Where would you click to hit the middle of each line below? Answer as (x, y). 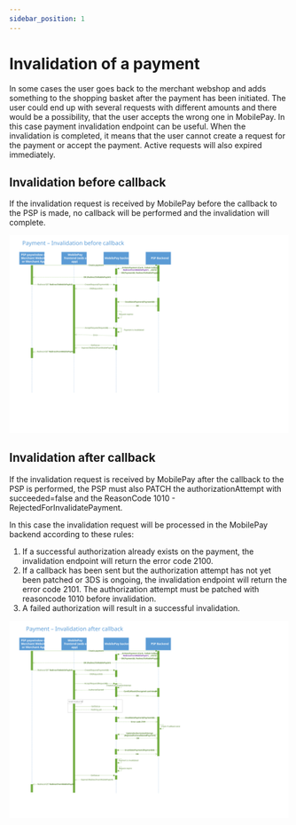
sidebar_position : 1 (47, 19)
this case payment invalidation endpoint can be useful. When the (128, 126)
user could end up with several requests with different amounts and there (143, 107)
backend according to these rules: (72, 534)
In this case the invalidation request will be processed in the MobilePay (139, 525)
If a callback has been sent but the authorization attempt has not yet (147, 570)
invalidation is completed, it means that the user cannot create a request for (148, 135)
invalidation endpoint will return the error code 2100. (118, 560)
